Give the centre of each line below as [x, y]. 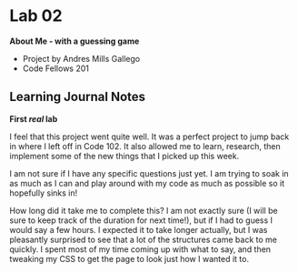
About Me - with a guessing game [74, 41]
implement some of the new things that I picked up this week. [124, 156]
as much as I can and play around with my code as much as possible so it [147, 183]
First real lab [34, 118]
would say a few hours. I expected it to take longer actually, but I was [139, 229]
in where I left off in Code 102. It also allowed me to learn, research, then [145, 146]
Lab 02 [36, 16]
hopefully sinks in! [44, 193]
